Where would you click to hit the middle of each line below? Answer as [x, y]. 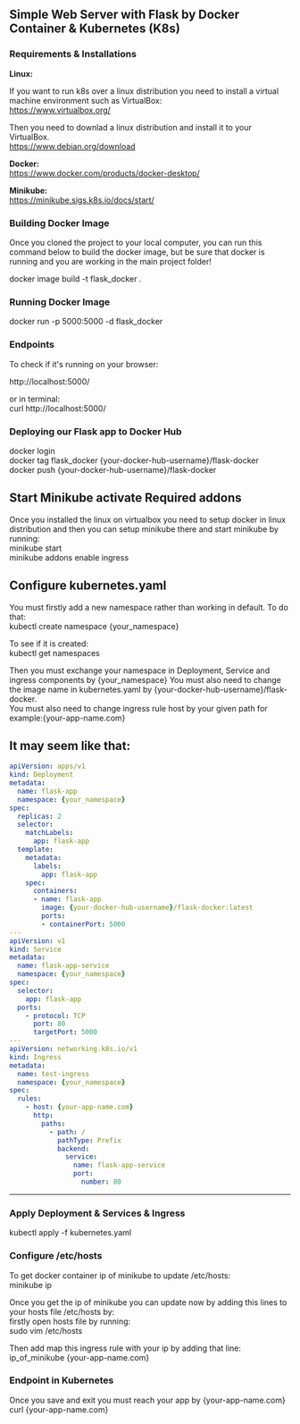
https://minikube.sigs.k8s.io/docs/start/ [82, 199]
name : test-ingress [54, 1074]
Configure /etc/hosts [56, 1256]
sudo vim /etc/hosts [46, 1330]
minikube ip [30, 1285]
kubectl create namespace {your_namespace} [94, 626]
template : [35, 850]
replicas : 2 [40, 816]
